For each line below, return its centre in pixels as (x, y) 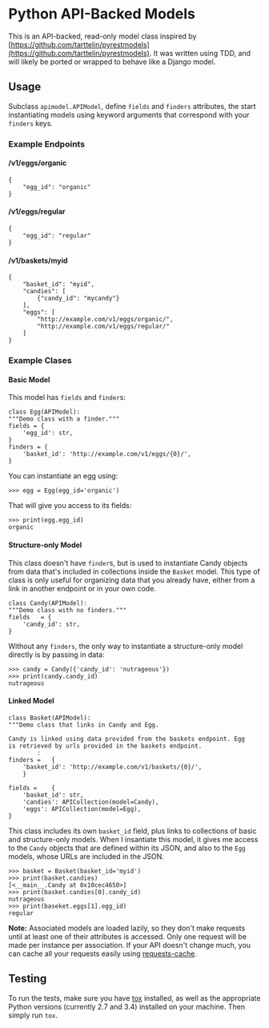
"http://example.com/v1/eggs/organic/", (105, 320)
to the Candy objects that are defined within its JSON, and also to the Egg (127, 848)
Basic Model (29, 379)
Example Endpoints (47, 143)
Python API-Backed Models (102, 14)
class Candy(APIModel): (48, 603)
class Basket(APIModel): (50, 718)
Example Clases (40, 361)
